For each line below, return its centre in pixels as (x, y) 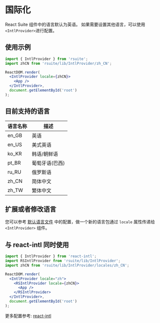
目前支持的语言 (27, 111)
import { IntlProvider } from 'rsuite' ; (47, 59)
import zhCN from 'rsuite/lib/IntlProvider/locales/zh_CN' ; (67, 265)
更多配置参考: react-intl (28, 316)
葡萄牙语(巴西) (48, 163)
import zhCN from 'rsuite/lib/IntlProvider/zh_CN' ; (58, 63)
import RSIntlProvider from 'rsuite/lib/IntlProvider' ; (63, 261)
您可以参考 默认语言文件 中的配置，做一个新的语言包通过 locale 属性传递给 (80, 222)
